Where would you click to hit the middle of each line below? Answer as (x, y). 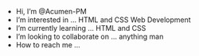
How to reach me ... (48, 45)
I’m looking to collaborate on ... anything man (90, 36)
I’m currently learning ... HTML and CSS (81, 28)
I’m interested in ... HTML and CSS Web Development (103, 20)
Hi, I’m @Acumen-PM (51, 11)
